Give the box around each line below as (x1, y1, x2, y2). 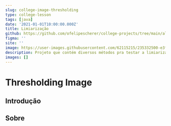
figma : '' (5, 36, 26, 41)
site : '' (5, 41, 24, 46)
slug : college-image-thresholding (5, 7, 79, 13)
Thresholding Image (5, 77, 93, 88)
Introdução (5, 97, 41, 105)
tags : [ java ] (5, 17, 33, 22)
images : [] (5, 54, 28, 60)
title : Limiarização (5, 26, 49, 31)
